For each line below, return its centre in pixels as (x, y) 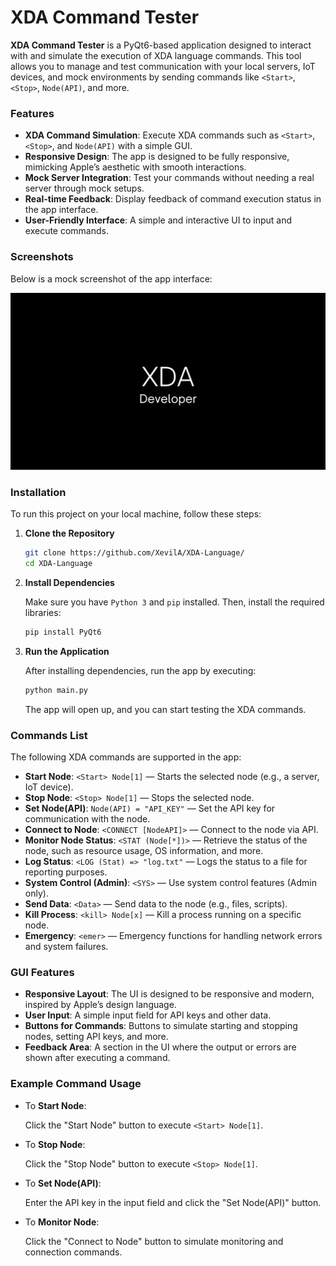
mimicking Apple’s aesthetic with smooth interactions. (135, 167)
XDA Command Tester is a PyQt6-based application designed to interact (161, 45)
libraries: (43, 613)
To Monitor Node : (62, 1222)
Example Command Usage (76, 1084)
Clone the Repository (69, 533)
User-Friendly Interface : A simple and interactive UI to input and (158, 220)
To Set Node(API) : (63, 1183)
